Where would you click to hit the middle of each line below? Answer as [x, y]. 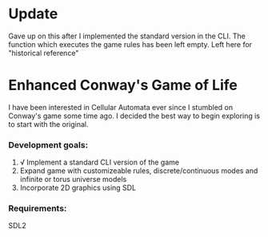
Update [33, 14]
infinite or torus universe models [73, 180]
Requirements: [38, 208]
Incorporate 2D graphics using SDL [78, 188]
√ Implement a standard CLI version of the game [100, 162]
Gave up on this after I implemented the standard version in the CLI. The [127, 36]
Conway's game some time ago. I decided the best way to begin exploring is [134, 116]
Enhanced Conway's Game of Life [123, 85]
